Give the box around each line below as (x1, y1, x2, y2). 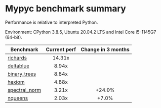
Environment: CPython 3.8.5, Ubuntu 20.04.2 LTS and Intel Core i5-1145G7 (5, 29, 157, 35)
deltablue (7, 62, 30, 69)
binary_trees (7, 70, 36, 77)
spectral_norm (7, 86, 41, 93)
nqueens (7, 95, 28, 102)
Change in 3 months (80, 46, 130, 53)
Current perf (46, 46, 77, 53)
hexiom (7, 78, 25, 85)
